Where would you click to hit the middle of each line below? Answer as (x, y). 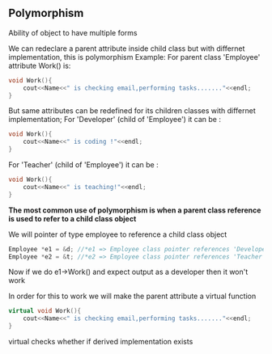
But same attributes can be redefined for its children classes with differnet (132, 111)
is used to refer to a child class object (72, 218)
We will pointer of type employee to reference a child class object (118, 234)
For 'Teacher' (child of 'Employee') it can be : (84, 165)
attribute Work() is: (40, 65)
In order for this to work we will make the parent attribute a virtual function (132, 296)
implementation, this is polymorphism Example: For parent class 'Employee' (134, 57)
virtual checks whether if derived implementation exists (101, 342)
